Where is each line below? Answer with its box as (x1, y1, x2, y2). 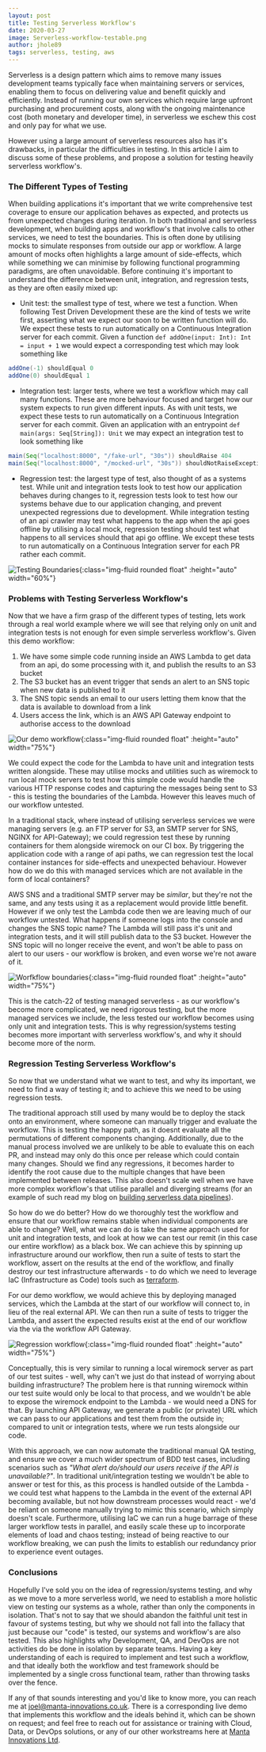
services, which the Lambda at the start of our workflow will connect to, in (8, 1299, 251, 1308)
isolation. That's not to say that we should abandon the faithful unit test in (8, 1610, 248, 1620)
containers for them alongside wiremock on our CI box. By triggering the (8, 841, 245, 850)
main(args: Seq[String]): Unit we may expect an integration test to (19, 429, 244, 438)
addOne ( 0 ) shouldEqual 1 (8, 372, 90, 380)
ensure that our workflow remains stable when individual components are (8, 1216, 248, 1226)
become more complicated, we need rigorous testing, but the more (8, 1005, 227, 1014)
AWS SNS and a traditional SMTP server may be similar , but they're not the (8, 890, 253, 899)
